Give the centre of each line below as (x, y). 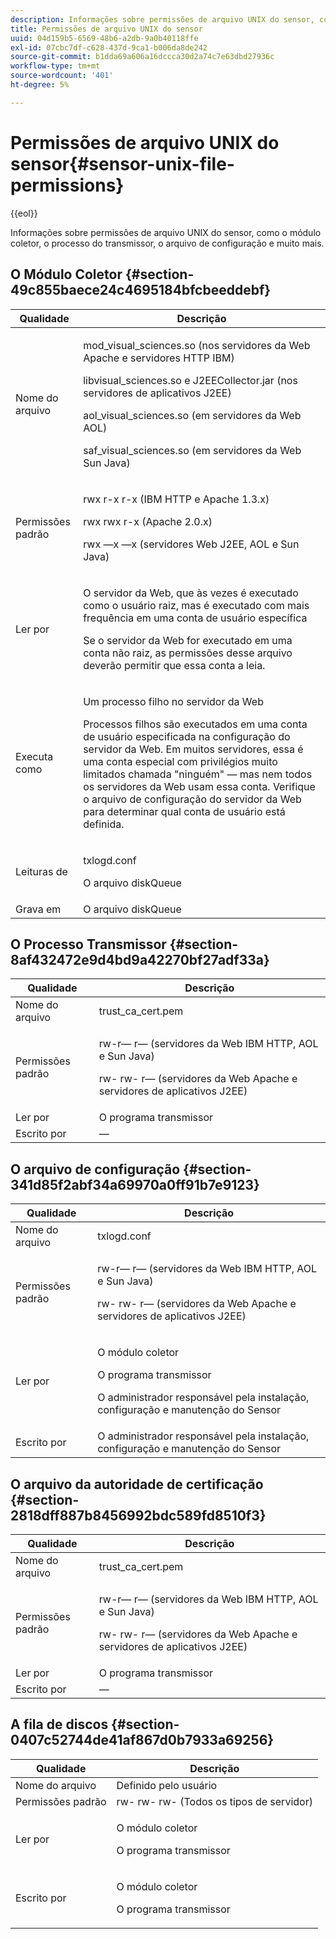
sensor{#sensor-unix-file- (122, 163)
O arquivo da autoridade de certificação (137, 1484)
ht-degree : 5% (40, 85)
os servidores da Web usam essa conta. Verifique (199, 786)
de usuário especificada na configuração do (187, 736)
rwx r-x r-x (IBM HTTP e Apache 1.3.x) (176, 499)
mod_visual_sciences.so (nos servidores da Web (197, 345)
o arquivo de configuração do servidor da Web (192, 799)
